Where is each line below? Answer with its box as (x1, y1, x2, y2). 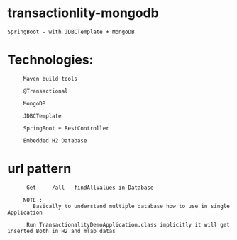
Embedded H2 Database (23, 137, 87, 144)
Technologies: (7, 52, 94, 68)
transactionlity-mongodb (7, 5, 160, 21)
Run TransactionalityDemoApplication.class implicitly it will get (26, 221, 231, 228)
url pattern (7, 161, 72, 177)
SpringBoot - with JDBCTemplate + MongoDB (7, 28, 135, 35)
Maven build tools (23, 75, 78, 82)
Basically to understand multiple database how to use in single (33, 202, 231, 210)
